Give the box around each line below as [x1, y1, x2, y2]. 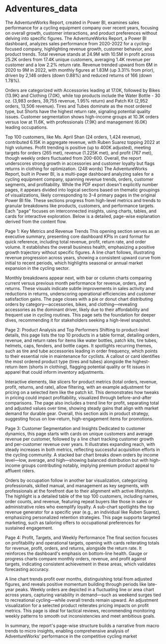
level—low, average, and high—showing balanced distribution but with [5, 457, 149, 463]
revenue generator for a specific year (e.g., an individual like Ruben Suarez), [5, 509, 161, 515]
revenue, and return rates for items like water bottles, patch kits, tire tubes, [5, 337, 158, 343]
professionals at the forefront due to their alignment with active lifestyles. [5, 488, 155, 494]
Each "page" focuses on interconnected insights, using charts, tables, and [5, 208, 157, 214]
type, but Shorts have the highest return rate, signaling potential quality [5, 108, 151, 114]
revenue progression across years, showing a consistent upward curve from [5, 254, 161, 260]
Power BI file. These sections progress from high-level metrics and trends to [5, 197, 161, 203]
